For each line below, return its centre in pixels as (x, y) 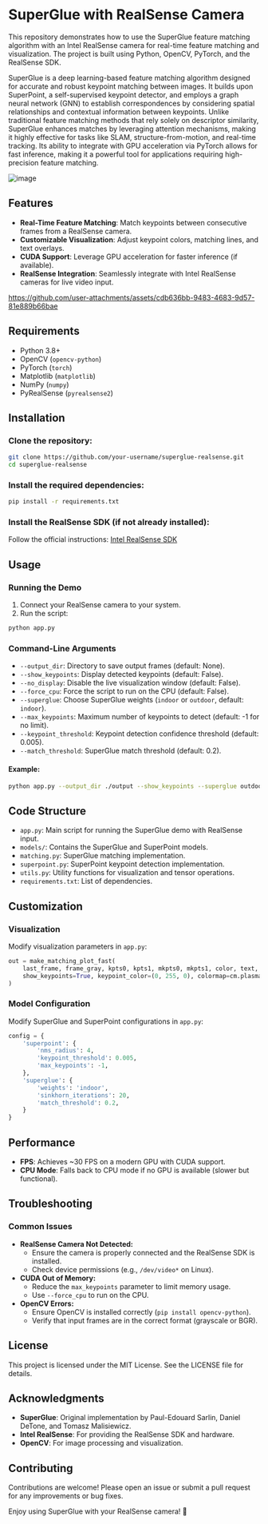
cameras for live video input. (67, 282)
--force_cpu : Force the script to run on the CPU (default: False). (124, 691)
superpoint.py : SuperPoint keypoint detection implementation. (122, 864)
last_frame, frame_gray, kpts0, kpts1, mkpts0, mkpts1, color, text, (141, 969)
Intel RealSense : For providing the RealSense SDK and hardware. (127, 1434)
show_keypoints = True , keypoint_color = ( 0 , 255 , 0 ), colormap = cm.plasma (142, 976)
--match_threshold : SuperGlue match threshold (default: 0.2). (120, 751)
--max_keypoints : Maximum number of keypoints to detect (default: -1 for (140, 717)
